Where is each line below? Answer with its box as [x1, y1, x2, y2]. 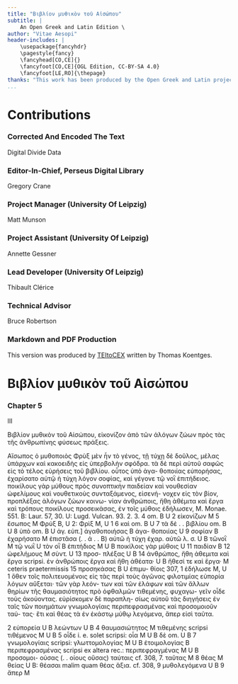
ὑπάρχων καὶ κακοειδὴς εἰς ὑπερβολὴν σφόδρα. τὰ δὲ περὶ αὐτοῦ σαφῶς [7, 460, 225, 468]
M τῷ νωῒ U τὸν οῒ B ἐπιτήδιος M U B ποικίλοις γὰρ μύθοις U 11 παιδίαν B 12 [7, 542, 230, 551]
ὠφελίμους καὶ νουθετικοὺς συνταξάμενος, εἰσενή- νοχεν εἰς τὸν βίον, [7, 489, 219, 498]
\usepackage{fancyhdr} [20, 43, 87, 50]
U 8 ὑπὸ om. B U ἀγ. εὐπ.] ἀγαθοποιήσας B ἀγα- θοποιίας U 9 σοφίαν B [7, 527, 219, 535]
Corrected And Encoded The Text [7, 132, 125, 142]
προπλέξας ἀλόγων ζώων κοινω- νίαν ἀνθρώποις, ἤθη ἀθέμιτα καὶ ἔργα [7, 497, 224, 506]
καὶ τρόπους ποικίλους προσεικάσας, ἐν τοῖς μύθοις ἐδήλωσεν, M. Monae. [7, 504, 227, 513]
